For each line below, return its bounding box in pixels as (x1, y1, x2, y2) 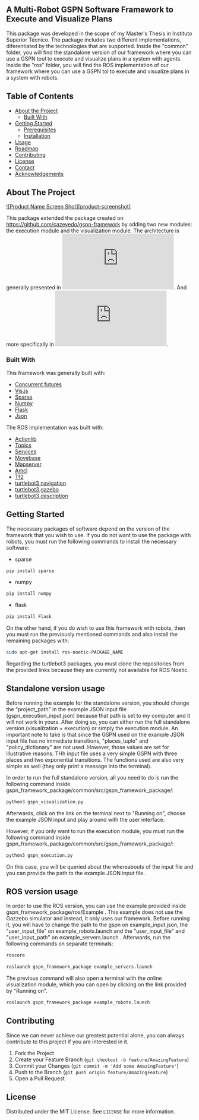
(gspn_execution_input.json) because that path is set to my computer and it (6, 712, 191, 719)
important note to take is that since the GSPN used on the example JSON (6, 731, 185, 738)
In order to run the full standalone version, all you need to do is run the (6, 774, 179, 781)
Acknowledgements (14, 170, 64, 177)
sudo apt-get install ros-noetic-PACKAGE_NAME (6, 649, 124, 655)
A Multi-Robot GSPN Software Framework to (6, 5, 174, 15)
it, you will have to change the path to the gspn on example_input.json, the (6, 921, 188, 929)
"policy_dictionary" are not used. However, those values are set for (6, 743, 169, 750)
